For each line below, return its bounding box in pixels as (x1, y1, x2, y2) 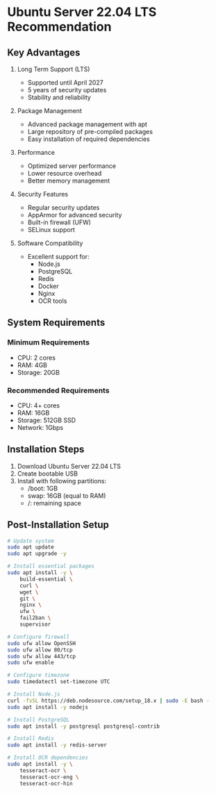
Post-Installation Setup (7, 519, 110, 531)
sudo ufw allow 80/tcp (7, 646, 73, 653)
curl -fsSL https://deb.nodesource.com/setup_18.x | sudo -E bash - (7, 697, 210, 704)
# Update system (7, 537, 54, 544)
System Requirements (7, 317, 106, 328)
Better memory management (27, 176, 110, 185)
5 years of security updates (27, 86, 107, 94)
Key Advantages (7, 47, 81, 58)
